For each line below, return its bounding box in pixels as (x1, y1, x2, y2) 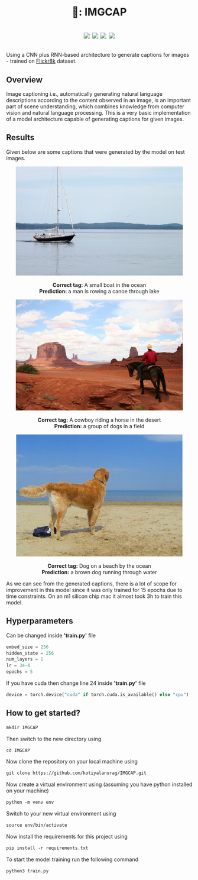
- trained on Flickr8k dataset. (6, 57, 77, 64)
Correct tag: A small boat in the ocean (52, 281, 147, 289)
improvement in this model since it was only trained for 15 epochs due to (6, 586, 183, 593)
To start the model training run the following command (6, 856, 139, 863)
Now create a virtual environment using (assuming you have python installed (6, 781, 193, 788)
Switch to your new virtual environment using (6, 810, 116, 817)
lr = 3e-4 (6, 662, 31, 669)
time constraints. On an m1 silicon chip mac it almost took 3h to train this (6, 593, 182, 600)
